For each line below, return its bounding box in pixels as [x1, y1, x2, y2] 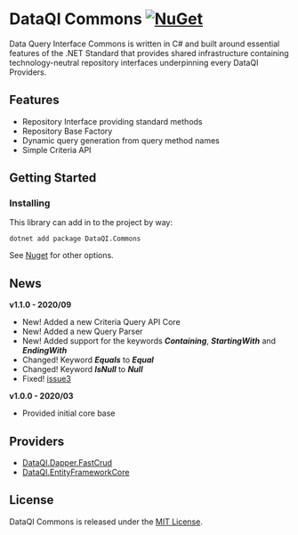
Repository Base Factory [21, 126, 113, 136]
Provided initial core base [21, 408, 116, 418]
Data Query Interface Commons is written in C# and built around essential [9, 38, 280, 49]
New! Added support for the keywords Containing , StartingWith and [21, 336, 277, 346]
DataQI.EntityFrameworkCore [21, 467, 130, 478]
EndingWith [21, 345, 68, 356]
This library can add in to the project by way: [9, 217, 173, 228]
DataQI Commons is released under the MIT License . [9, 516, 203, 527]
